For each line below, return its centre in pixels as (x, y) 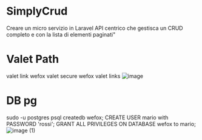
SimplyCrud (37, 11)
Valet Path (33, 59)
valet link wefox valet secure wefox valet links (63, 76)
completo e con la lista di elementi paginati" (61, 34)
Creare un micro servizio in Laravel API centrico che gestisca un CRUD (95, 28)
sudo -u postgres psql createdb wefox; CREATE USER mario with (87, 117)
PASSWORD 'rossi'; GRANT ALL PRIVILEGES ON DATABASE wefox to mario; (101, 124)
